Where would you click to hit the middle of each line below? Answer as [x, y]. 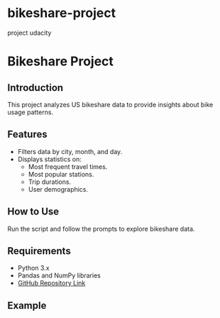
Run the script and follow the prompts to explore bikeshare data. [101, 229]
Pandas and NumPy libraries [59, 275]
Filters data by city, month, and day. [70, 151]
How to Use [33, 212]
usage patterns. [31, 112]
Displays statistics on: [49, 159]
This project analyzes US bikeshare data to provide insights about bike [110, 104]
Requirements [39, 251]
